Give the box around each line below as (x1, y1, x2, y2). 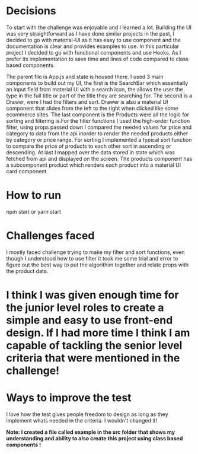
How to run (6, 189, 62, 202)
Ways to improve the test (6, 391, 132, 405)
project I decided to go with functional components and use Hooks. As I (6, 49, 181, 56)
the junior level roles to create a (6, 301, 164, 314)
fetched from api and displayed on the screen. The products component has (6, 155, 193, 162)
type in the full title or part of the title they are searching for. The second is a (6, 92, 193, 99)
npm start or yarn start (6, 208, 61, 215)
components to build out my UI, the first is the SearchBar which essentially (6, 79, 189, 87)
